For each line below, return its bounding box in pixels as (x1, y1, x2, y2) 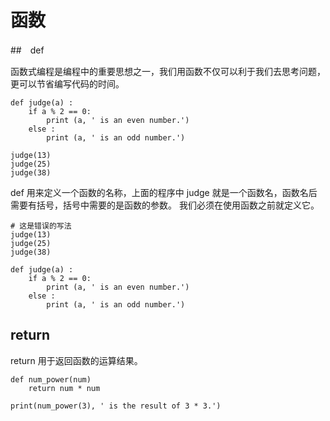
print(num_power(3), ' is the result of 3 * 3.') (10, 401, 222, 411)
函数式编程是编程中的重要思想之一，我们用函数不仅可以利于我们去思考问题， (10, 65, 326, 77)
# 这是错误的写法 (10, 221, 72, 231)
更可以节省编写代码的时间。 (10, 77, 125, 90)
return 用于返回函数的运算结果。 (10, 354, 143, 366)
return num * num (28, 383, 101, 393)
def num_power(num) (10, 374, 92, 385)
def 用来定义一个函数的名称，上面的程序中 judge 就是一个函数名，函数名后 (10, 186, 318, 198)
